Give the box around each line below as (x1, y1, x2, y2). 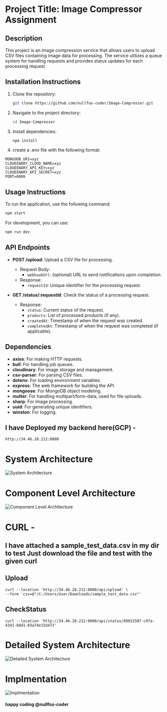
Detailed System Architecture (5, 639, 131, 650)
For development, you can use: (5, 220, 69, 226)
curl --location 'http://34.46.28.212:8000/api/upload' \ (5, 587, 128, 592)
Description (5, 34, 42, 42)
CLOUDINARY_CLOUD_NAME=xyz (5, 161, 61, 166)
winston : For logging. (12, 409, 57, 415)
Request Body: (19, 266, 50, 272)
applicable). (27, 328, 52, 334)
